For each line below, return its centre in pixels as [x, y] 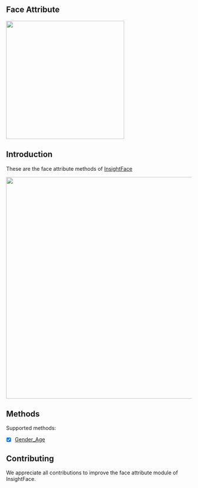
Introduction [29, 154]
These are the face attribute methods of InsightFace [69, 168]
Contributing [30, 458]
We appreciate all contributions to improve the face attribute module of [92, 473]
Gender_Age [30, 440]
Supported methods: [31, 428]
